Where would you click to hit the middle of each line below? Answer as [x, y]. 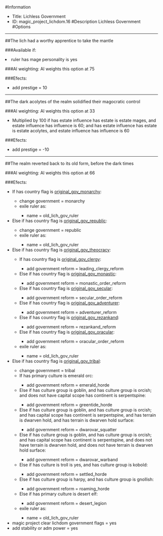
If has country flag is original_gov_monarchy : [57, 192]
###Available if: [21, 50]
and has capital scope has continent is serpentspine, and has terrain [88, 415]
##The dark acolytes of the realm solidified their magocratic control [73, 102]
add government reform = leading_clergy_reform [75, 268]
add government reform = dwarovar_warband [72, 460]
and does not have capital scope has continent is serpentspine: [83, 395]
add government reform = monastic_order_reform [76, 283]
